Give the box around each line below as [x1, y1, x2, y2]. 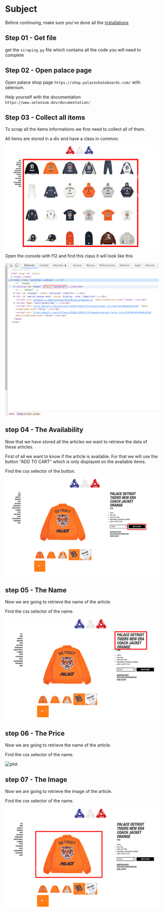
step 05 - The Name [5, 586, 67, 594]
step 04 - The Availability [5, 426, 84, 434]
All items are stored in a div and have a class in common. [5, 136, 120, 142]
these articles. [5, 444, 34, 450]
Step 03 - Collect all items [5, 113, 85, 121]
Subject [5, 3, 38, 15]
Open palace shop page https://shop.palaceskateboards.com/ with [5, 79, 141, 85]
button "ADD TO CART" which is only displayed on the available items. [5, 458, 146, 464]
